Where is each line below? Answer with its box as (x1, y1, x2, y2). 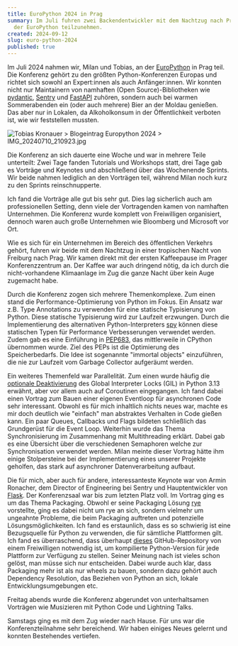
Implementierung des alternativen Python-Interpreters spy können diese (7, 320, 218, 329)
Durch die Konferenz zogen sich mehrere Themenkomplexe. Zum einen (7, 290, 216, 298)
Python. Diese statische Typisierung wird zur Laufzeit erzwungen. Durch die (7, 313, 229, 321)
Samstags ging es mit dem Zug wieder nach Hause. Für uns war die (7, 617, 205, 625)
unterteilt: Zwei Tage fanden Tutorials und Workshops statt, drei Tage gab (7, 158, 222, 167)
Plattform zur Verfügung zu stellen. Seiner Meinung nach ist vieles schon (7, 552, 220, 559)
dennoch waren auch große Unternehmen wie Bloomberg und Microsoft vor (7, 217, 229, 226)
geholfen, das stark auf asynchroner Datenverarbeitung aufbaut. (7, 462, 196, 471)
